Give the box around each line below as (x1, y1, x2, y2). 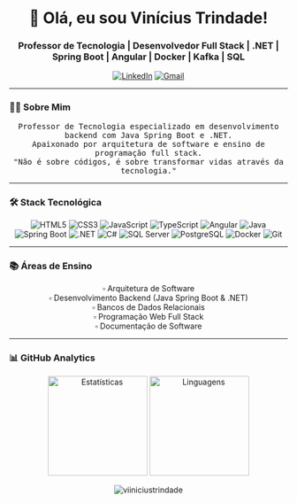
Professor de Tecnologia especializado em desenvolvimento (17, 121, 279, 131)
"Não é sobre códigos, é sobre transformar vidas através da (12, 157, 285, 166)
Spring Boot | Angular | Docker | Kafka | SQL (51, 50, 246, 63)
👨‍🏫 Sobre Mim (9, 101, 71, 113)
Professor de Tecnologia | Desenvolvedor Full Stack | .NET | (17, 40, 280, 52)
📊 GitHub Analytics (9, 352, 95, 364)
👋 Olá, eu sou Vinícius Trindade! (29, 8, 268, 28)
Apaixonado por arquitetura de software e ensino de (32, 139, 265, 149)
